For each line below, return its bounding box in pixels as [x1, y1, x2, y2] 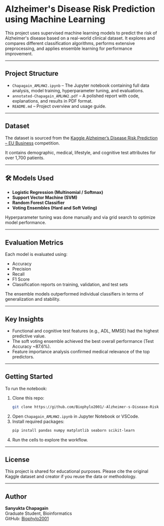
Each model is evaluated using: [5, 252, 68, 257]
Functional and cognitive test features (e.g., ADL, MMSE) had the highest [12, 328, 159, 334]
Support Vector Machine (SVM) [12, 194, 78, 201]
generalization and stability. [5, 296, 61, 302]
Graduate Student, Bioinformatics [5, 510, 72, 516]
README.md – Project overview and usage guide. [12, 103, 106, 109]
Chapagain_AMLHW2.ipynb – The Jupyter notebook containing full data [12, 82, 150, 88]
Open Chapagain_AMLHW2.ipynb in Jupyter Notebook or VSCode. [12, 413, 140, 419]
